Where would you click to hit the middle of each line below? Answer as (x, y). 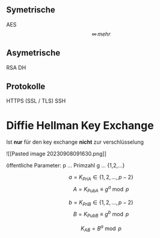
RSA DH (16, 67)
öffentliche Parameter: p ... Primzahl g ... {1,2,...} (66, 166)
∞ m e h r (101, 34)
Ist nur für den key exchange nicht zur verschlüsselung (75, 142)
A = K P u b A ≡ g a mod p (101, 189)
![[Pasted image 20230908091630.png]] (56, 154)
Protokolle (26, 87)
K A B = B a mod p (101, 228)
